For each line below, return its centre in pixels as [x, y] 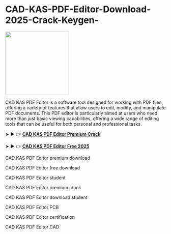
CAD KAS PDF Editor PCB [32, 207]
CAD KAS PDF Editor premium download [48, 158]
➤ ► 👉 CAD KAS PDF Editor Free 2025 [47, 146]
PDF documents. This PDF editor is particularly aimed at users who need [81, 113]
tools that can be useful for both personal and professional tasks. [74, 124]
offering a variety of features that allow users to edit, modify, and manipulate [85, 107]
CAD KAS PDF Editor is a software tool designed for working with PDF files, [84, 102]
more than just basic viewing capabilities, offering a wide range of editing [82, 119]
